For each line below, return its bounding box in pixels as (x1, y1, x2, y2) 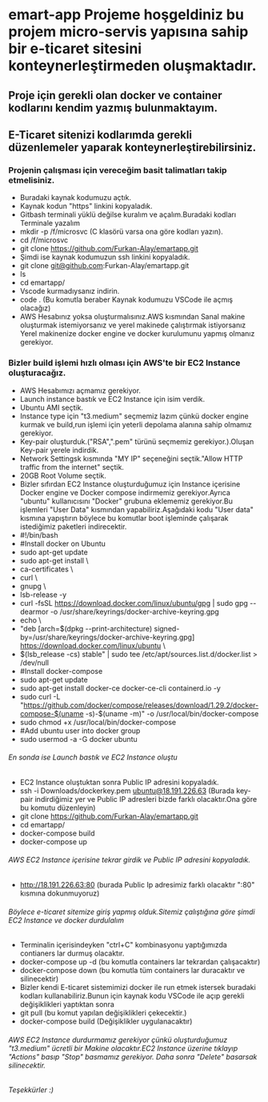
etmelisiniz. (8, 174, 55, 186)
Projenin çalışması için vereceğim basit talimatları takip (8, 164, 227, 175)
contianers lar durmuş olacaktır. (19, 948, 125, 958)
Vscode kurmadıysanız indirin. (19, 287, 120, 296)
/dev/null (19, 658, 50, 667)
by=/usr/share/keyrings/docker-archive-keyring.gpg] (19, 632, 195, 642)
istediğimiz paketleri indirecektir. (19, 522, 127, 531)
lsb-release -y (19, 590, 67, 599)
